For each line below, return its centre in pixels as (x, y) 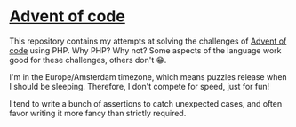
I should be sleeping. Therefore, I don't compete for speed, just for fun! (140, 86)
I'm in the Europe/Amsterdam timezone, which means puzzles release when (148, 76)
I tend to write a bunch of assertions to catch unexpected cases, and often (146, 103)
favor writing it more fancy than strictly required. (98, 113)
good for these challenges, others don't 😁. (88, 60)
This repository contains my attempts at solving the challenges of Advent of (148, 41)
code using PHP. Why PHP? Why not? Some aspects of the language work (145, 50)
